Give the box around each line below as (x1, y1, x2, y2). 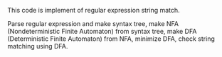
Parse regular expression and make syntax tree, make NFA (7, 20, 179, 27)
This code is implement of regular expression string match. (7, 6, 180, 14)
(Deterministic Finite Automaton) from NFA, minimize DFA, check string (7, 34, 215, 43)
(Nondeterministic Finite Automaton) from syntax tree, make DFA (7, 27, 197, 35)
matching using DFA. (7, 42, 68, 50)
